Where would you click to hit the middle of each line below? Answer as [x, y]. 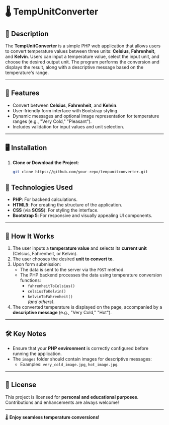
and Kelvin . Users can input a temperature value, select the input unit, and [82, 56]
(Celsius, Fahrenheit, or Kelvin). [45, 254]
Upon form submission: [37, 264]
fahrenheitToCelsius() [51, 286]
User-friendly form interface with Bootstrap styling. [66, 110]
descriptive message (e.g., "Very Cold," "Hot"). [62, 313]
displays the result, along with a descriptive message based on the [74, 67]
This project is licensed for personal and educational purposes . [72, 397]
